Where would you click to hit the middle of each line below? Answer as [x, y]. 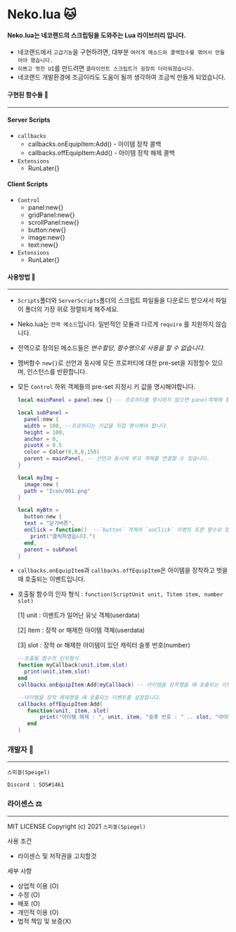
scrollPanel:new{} [53, 222]
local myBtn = [38, 510]
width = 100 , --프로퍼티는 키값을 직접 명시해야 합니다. [97, 425]
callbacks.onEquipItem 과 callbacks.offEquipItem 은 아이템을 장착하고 [116, 571]
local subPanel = [43, 413]
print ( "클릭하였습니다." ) [63, 536]
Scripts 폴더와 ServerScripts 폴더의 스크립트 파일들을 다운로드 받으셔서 [116, 300]
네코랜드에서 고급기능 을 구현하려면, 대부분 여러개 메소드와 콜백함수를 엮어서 [115, 52]
